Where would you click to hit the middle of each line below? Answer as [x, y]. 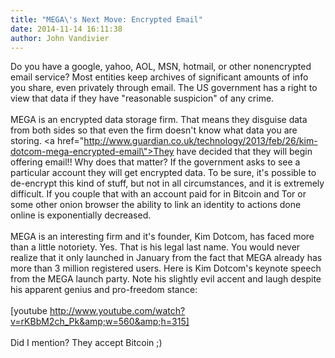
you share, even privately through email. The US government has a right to [164, 88]
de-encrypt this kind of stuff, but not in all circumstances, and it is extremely [167, 183]
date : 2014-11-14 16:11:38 [66, 29]
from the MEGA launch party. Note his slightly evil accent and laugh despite [166, 279]
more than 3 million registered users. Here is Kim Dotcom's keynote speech [166, 268]
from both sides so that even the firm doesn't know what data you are [154, 130]
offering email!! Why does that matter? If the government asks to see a [155, 162]
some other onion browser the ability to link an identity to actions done [156, 205]
